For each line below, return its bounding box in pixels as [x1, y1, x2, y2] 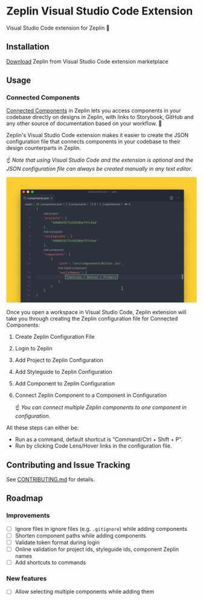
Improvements [6, 512, 50, 520]
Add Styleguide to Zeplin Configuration [14, 368, 113, 376]
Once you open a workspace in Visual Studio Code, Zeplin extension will [6, 309, 187, 316]
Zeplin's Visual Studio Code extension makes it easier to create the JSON [6, 132, 189, 139]
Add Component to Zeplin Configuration [14, 380, 115, 387]
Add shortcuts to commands [14, 559, 86, 566]
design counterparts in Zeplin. [6, 144, 82, 152]
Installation [6, 42, 50, 52]
